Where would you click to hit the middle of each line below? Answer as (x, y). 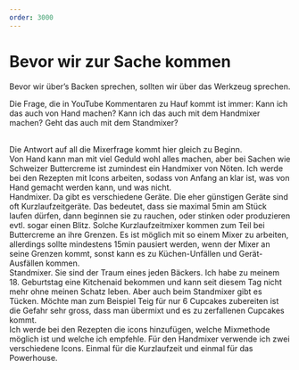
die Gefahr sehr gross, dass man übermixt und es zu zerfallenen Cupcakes (147, 310)
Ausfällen (27, 263)
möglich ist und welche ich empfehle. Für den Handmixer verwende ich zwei (149, 339)
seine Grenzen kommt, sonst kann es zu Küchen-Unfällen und (123, 253)
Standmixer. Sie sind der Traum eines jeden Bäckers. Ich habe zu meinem (144, 272)
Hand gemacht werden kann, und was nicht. (91, 187)
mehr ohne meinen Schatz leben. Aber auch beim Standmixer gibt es (136, 292)
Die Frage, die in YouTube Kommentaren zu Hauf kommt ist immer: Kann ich (149, 103)
